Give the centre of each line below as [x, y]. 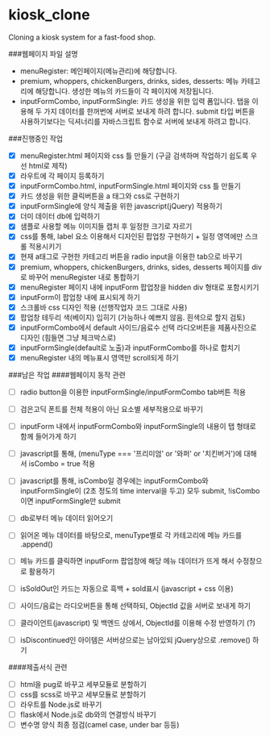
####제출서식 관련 [38, 667]
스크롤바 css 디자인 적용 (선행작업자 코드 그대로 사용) [104, 307]
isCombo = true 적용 [62, 464]
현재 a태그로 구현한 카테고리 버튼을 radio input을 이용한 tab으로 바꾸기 [131, 256]
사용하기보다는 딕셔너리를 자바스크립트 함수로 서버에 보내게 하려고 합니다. [135, 121]
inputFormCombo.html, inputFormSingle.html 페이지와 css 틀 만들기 [130, 186]
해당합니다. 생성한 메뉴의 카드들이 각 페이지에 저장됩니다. [125, 91]
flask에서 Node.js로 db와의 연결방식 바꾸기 [88, 714]
